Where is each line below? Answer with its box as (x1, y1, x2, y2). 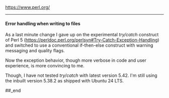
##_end (5, 87, 21, 93)
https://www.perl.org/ (5, 5, 50, 10)
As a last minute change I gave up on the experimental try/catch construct (5, 32, 159, 38)
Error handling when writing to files (5, 20, 80, 27)
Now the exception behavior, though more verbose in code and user (5, 57, 147, 63)
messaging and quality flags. (5, 48, 65, 54)
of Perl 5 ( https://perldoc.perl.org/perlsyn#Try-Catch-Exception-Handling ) (5, 37, 159, 43)
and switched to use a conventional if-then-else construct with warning (5, 42, 153, 48)
